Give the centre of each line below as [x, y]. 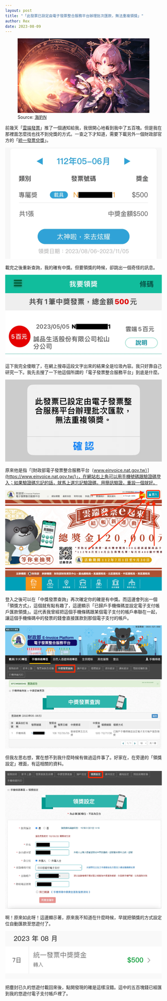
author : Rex [17, 21]
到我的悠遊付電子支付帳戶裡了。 [38, 994]
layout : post [19, 10]
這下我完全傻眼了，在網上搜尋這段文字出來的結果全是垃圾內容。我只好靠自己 [83, 366]
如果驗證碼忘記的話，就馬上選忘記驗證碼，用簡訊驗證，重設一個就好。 [85, 483]
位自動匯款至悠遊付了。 [29, 924]
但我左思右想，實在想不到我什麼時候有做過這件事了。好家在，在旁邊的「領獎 [83, 757]
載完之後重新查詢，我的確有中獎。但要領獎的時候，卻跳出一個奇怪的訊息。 [81, 267]
